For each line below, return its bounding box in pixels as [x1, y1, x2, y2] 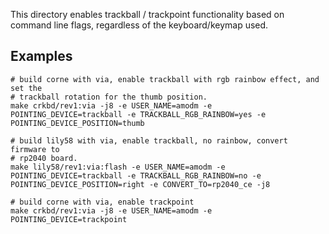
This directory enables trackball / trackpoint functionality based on [10, 9, 285, 20]
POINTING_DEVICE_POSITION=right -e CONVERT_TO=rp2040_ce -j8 [10, 179, 271, 189]
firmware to [10, 144, 60, 154]
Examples [10, 48, 73, 65]
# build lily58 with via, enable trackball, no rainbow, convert [10, 135, 288, 146]
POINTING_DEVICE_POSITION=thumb [10, 118, 145, 128]
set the [10, 83, 43, 93]
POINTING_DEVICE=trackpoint [10, 214, 128, 224]
